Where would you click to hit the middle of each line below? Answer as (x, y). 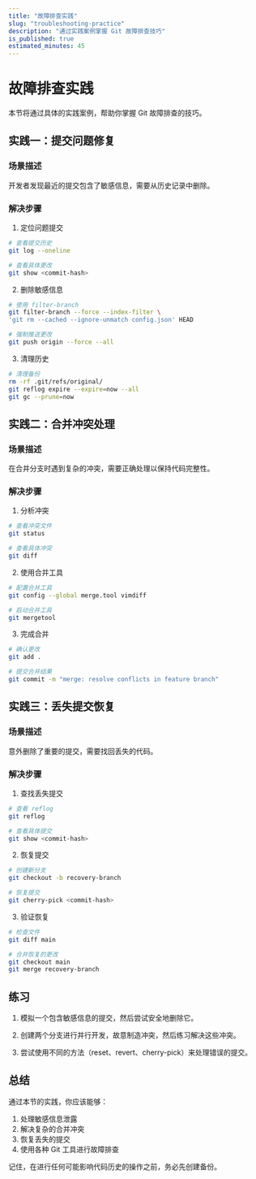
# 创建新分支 (27, 870)
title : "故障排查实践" (43, 16)
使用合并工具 (41, 572)
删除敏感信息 (41, 289)
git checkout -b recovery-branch (65, 878)
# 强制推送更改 (30, 335)
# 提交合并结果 (30, 672)
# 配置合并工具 (30, 587)
